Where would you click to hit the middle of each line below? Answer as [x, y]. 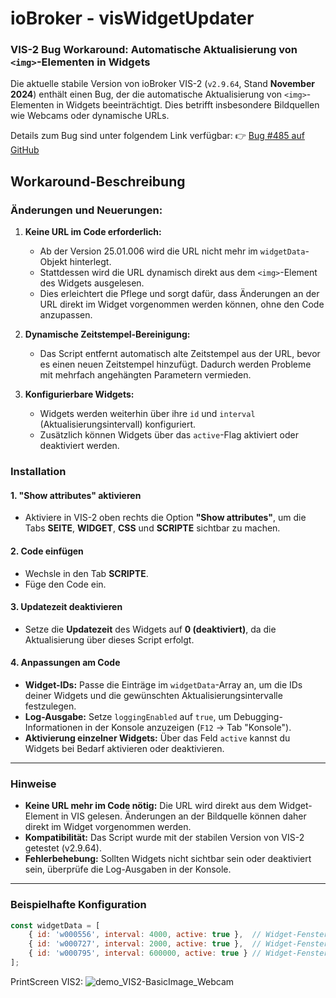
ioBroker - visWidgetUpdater [132, 18]
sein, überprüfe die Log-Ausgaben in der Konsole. [128, 869]
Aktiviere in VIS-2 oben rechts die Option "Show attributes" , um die [165, 518]
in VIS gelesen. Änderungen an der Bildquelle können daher [183, 816]
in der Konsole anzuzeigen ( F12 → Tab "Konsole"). [188, 727]
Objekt [53, 262]
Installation [38, 472]
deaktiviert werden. [79, 446]
